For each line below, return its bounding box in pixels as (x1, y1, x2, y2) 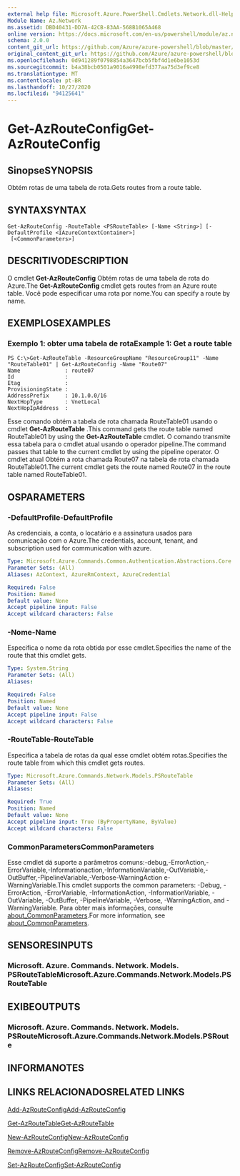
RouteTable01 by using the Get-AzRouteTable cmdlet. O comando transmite (7, 433, 231, 441)
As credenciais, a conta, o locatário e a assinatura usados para (7, 529, 193, 538)
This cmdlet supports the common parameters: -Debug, (57, 881, 222, 890)
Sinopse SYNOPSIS (7, 164, 94, 176)
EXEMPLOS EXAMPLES (7, 317, 111, 329)
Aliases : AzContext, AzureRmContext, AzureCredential (7, 571, 171, 578)
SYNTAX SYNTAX (7, 204, 87, 216)
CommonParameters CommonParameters (7, 842, 155, 852)
